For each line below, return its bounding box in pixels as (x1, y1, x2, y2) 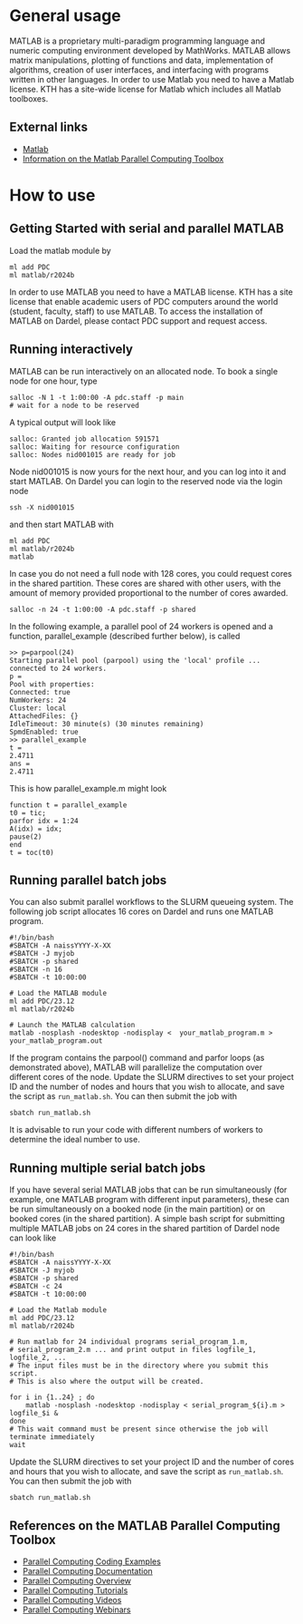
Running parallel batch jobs (9, 872, 167, 888)
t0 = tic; (9, 808, 47, 817)
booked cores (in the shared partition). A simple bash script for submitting (9, 1213, 285, 1224)
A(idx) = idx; (9, 824, 63, 833)
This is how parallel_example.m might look (9, 783, 167, 793)
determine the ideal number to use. (9, 1134, 140, 1145)
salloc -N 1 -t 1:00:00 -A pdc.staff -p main (9, 393, 184, 402)
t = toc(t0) (9, 848, 54, 857)
